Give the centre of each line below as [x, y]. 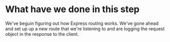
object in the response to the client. [42, 34]
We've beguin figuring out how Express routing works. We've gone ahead [82, 23]
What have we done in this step [73, 9]
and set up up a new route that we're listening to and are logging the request [85, 28]
